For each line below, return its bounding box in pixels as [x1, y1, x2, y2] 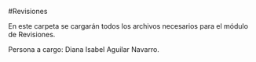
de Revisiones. [8, 30, 56, 39]
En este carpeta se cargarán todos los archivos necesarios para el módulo [8, 22, 249, 30]
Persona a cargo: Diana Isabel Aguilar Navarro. [8, 45, 159, 53]
